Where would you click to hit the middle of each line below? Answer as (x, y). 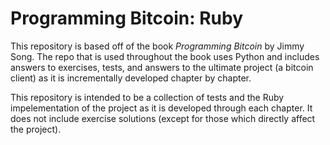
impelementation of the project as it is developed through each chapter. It (161, 108)
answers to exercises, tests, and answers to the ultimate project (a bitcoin (162, 67)
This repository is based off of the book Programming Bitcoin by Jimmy (157, 46)
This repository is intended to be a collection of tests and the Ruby (147, 97)
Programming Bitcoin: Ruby (127, 18)
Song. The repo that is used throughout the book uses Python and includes (165, 56)
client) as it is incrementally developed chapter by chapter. (131, 78)
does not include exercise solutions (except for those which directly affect (163, 118)
